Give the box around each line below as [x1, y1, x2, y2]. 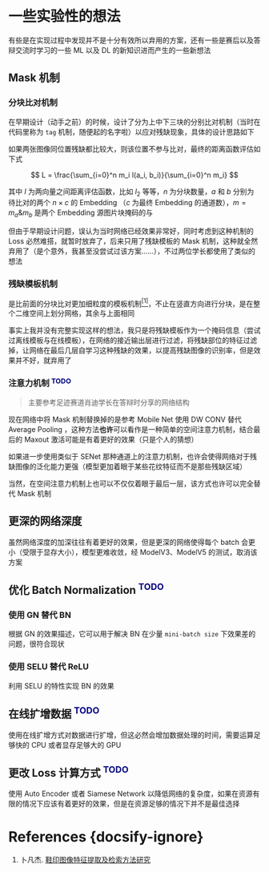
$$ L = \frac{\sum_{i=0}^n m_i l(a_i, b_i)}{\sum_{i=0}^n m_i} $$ [30, 170, 239, 180]
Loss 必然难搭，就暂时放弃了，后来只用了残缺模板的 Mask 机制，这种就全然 [8, 236, 259, 246]
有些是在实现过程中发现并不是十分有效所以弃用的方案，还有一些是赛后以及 [8, 35, 254, 45]
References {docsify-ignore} [8, 827, 204, 846]
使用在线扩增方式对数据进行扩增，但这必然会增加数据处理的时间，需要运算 [8, 730, 254, 740]
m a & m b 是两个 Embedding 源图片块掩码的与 [8, 208, 154, 220]
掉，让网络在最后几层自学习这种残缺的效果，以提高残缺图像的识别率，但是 [8, 345, 254, 355]
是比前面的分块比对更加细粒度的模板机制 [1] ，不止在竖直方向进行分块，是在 [8, 297, 254, 309]
